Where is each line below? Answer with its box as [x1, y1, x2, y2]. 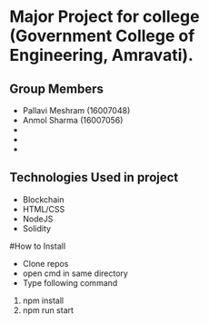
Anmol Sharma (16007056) [22, 115, 124, 125]
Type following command [22, 277, 118, 288]
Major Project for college [9, 6, 200, 27]
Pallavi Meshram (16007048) [22, 105, 131, 115]
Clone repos [22, 258, 69, 269]
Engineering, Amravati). [9, 45, 194, 65]
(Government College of [9, 25, 195, 46]
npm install [22, 295, 65, 306]
